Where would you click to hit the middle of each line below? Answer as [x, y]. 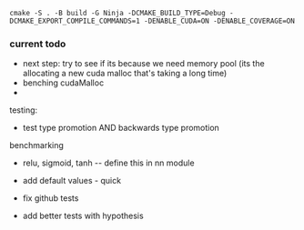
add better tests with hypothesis [83, 216]
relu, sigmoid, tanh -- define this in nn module [108, 163]
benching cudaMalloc [63, 83]
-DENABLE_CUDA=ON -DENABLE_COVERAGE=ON [220, 21]
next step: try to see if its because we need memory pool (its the [144, 64]
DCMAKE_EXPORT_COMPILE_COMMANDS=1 [75, 21]
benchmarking [36, 145]
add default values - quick [71, 181]
